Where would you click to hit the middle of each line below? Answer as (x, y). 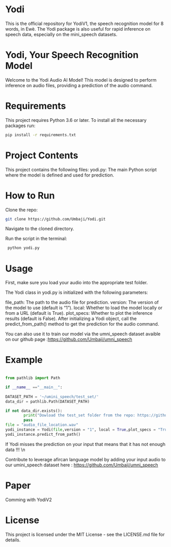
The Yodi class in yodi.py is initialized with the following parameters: (77, 292)
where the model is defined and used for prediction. (60, 175)
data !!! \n (15, 450)
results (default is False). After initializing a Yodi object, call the (71, 319)
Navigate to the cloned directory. (40, 229)
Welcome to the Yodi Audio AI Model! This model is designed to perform (81, 80)
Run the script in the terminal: (36, 239)
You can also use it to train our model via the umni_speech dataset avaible (83, 334)
